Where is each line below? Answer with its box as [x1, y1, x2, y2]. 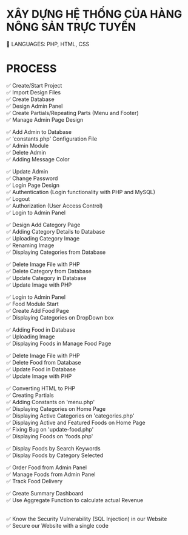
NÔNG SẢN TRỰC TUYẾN [6, 20, 136, 34]
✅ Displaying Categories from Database [6, 248, 106, 256]
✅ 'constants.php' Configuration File [6, 135, 98, 142]
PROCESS [6, 62, 57, 75]
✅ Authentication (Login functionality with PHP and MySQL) [6, 188, 156, 195]
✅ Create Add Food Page [6, 307, 70, 314]
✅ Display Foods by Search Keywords [6, 444, 101, 452]
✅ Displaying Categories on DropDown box [6, 313, 114, 321]
